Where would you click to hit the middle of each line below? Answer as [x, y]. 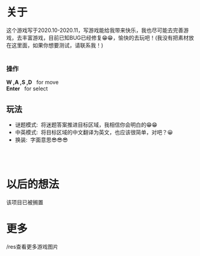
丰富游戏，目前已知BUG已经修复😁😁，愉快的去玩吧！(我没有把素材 [105, 37]
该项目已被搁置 [25, 202]
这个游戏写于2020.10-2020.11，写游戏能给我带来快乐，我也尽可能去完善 [95, 30]
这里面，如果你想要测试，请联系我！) [57, 45]
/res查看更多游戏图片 [32, 246]
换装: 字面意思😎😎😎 [41, 140]
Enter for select [27, 89]
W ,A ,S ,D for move [33, 83]
